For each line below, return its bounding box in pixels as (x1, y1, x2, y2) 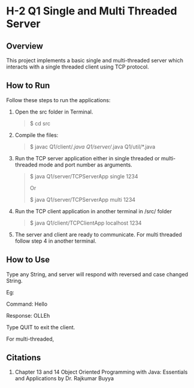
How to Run (6, 80, 50, 91)
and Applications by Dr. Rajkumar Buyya (14, 375, 114, 382)
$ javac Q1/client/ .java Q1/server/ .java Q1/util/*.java (29, 143, 156, 150)
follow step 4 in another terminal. (14, 237, 97, 244)
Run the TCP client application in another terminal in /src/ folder (14, 207, 172, 214)
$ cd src (29, 120, 51, 127)
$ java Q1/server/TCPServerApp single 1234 (29, 172, 138, 180)
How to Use (6, 255, 50, 265)
